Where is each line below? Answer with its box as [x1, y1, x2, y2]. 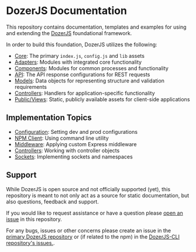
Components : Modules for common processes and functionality [14, 64, 169, 71]
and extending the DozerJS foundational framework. [6, 29, 132, 36]
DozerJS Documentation [6, 4, 128, 18]
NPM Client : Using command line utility [14, 134, 109, 141]
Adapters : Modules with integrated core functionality [14, 58, 142, 65]
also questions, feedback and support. [6, 198, 99, 205]
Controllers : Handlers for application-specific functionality [14, 89, 155, 96]
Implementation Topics [6, 113, 92, 123]
